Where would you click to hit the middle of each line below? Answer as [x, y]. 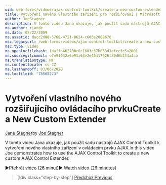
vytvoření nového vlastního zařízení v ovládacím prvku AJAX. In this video [80, 148]
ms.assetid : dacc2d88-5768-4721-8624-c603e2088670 [58, 37]
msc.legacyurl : [21, 42]
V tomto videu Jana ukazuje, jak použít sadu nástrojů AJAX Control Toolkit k [83, 142]
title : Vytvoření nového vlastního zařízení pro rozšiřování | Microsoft [83, 14]
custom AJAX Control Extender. [37, 158]
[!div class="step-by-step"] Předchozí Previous [65, 177]
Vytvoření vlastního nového [63, 98]
